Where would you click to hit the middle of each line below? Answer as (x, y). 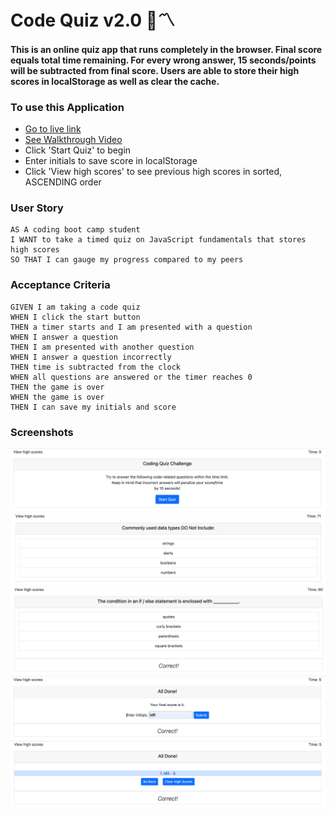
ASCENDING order (63, 182)
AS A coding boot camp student (75, 230)
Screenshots (42, 432)
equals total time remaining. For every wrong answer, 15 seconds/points (163, 60)
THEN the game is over (57, 387)
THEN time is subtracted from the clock (96, 367)
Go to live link (53, 129)
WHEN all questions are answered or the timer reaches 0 (131, 377)
